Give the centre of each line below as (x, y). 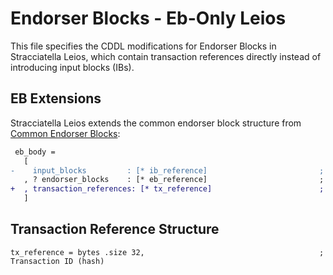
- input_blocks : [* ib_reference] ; (167, 170)
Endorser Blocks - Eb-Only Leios (148, 18)
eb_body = (35, 152)
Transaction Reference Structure (115, 229)
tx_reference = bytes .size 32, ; (167, 252)
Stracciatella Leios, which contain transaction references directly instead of (166, 56)
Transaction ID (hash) (57, 261)
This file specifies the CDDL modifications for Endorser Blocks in (143, 46)
